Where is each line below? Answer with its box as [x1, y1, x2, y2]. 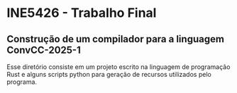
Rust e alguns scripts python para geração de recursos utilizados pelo [6, 70, 212, 78]
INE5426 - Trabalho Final [6, 5, 157, 21]
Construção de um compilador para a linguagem [6, 33, 225, 45]
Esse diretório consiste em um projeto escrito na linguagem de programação [6, 63, 231, 71]
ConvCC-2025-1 [6, 44, 81, 56]
